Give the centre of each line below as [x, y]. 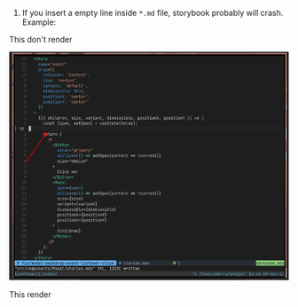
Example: [39, 22]
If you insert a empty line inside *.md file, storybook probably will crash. [153, 13]
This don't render [41, 39]
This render [30, 294]
